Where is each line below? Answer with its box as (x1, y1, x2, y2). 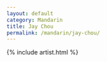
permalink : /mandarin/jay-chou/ (6, 29, 100, 37)
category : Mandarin (6, 17, 63, 23)
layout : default (6, 10, 53, 17)
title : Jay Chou (6, 23, 53, 30)
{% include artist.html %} (6, 48, 79, 56)
